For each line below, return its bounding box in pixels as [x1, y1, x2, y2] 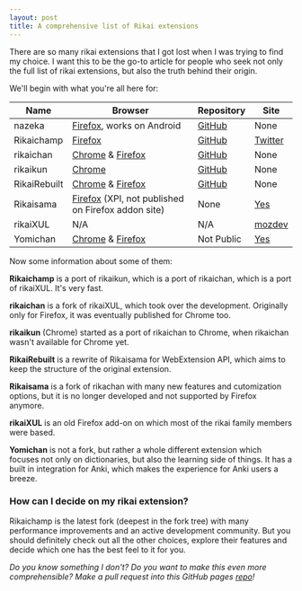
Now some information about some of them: [9, 255, 173, 266]
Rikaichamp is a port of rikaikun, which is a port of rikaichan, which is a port [9, 273, 292, 284]
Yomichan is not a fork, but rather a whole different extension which [9, 444, 262, 454]
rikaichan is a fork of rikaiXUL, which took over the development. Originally [9, 300, 289, 311]
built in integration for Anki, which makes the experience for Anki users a [9, 463, 279, 474]
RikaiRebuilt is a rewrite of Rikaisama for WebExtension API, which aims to [9, 354, 286, 365]
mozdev [254, 217, 289, 230]
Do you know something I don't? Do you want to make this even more [9, 561, 267, 572]
